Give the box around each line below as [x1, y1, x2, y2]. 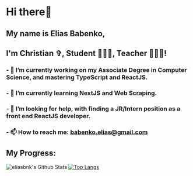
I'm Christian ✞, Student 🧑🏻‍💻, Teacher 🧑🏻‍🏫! [6, 48, 167, 58]
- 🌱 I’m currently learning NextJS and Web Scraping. [6, 89, 157, 97]
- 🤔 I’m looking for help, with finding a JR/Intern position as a [6, 105, 181, 113]
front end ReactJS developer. [6, 112, 91, 120]
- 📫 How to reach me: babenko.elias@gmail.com [6, 128, 148, 136]
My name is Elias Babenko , [6, 29, 106, 39]
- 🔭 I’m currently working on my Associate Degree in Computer [6, 65, 187, 74]
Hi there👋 [6, 5, 52, 19]
